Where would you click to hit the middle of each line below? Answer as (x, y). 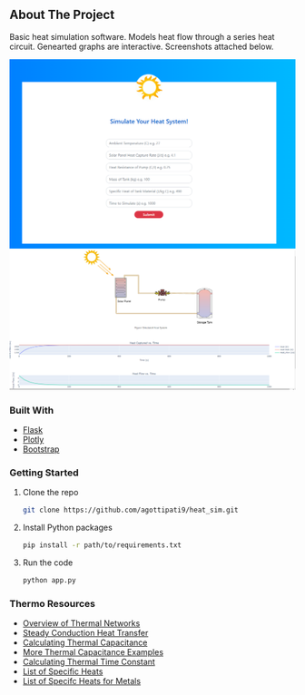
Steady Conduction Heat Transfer (85, 633)
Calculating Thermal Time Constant (89, 662)
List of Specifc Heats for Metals (82, 681)
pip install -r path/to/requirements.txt (102, 545)
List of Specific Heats (63, 671)
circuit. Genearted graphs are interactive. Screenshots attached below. (142, 46)
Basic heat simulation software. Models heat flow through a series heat (142, 36)
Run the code (48, 563)
